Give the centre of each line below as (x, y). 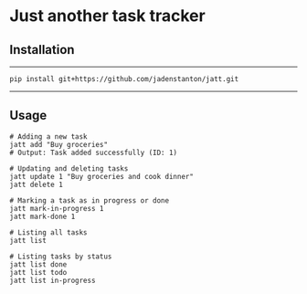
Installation (42, 50)
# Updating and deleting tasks (69, 168)
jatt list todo (38, 272)
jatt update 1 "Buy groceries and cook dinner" (102, 176)
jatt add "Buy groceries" (58, 144)
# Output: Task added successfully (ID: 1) (94, 152)
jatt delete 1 (37, 184)
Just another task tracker (107, 16)
